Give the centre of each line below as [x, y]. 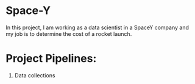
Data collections [35, 75]
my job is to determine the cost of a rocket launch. [69, 33]
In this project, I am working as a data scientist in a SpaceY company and [97, 27]
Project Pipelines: [51, 59]
